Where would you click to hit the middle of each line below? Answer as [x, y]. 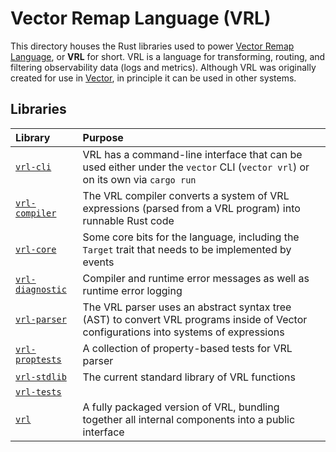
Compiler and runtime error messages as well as [196, 278]
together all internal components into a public [189, 419]
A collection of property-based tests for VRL [187, 348]
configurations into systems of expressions [183, 332]
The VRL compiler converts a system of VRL [186, 195]
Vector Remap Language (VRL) [141, 18]
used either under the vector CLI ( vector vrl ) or [196, 167]
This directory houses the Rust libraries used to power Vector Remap [152, 46]
